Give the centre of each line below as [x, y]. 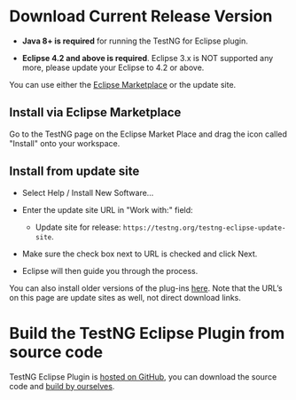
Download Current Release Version [141, 16]
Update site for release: [78, 227]
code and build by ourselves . [62, 386]
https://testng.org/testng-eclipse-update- [204, 228]
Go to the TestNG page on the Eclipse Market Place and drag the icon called [148, 134]
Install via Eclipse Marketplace [95, 113]
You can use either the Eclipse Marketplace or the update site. [123, 84]
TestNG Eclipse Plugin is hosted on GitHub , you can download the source [143, 376]
